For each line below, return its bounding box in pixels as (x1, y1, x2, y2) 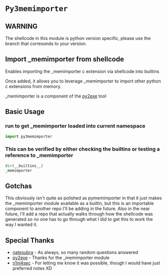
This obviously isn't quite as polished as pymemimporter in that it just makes (5, 195, 162, 201)
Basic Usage (5, 107, 45, 116)
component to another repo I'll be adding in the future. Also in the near (5, 205, 151, 211)
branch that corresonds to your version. (5, 40, 87, 46)
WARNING (5, 22, 38, 30)
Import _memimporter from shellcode (5, 55, 124, 63)
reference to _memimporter (5, 152, 73, 159)
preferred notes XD (12, 265, 52, 271)
